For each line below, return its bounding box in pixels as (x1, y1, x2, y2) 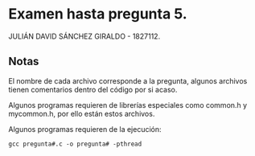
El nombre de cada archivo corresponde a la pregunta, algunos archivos (8, 76, 248, 85)
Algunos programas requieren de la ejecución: (8, 124, 162, 133)
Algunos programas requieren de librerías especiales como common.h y (8, 100, 248, 109)
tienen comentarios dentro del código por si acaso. (8, 84, 178, 94)
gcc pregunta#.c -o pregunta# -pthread (8, 140, 142, 148)
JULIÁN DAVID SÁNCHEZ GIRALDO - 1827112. (8, 31, 161, 41)
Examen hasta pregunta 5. (8, 5, 187, 23)
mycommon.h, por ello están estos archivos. (8, 109, 155, 118)
